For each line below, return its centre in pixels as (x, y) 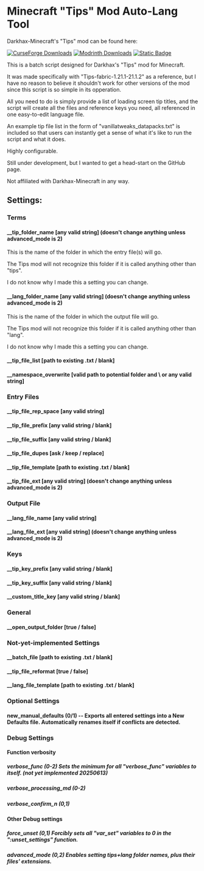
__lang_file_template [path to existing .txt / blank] (71, 685)
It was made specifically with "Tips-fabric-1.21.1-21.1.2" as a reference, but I (102, 76)
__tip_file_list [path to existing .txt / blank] (61, 361)
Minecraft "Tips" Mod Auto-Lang (93, 11)
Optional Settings (33, 701)
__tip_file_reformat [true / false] (47, 671)
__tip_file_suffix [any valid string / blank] (59, 439)
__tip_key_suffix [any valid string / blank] (59, 583)
